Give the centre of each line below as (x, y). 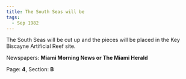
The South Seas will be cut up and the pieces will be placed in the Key (93, 40)
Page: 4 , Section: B (30, 69)
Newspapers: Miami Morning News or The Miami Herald (77, 58)
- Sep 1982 (25, 23)
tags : (13, 17)
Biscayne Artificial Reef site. (41, 46)
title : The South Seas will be (45, 12)
